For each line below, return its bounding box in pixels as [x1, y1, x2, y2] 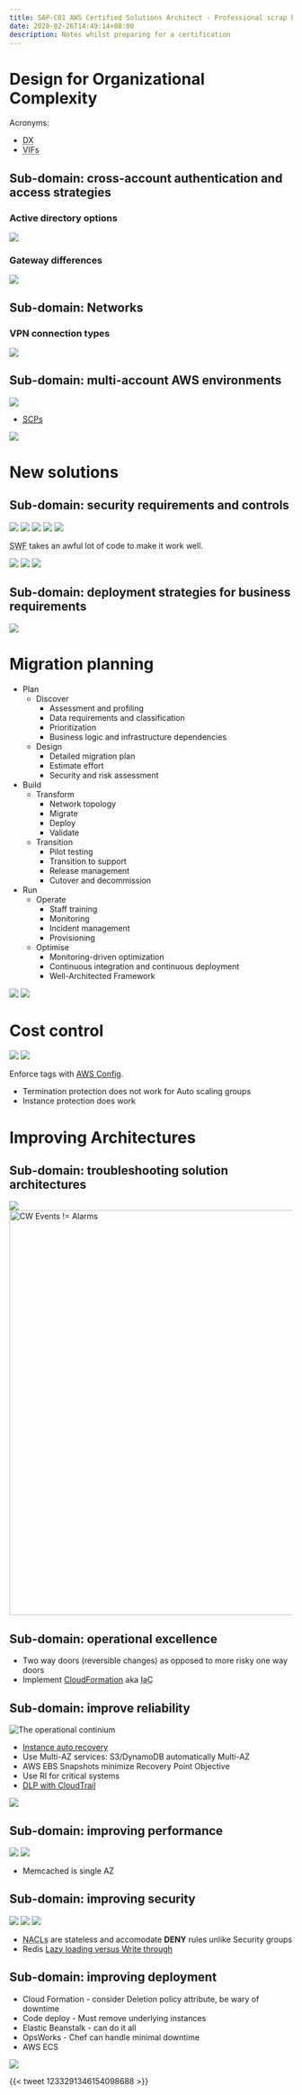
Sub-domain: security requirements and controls [9, 498, 289, 513]
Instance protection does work [22, 1095, 137, 1107]
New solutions [9, 462, 120, 482]
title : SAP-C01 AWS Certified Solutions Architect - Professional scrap [9, 13, 288, 22]
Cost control [9, 1021, 104, 1040]
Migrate [49, 807, 78, 819]
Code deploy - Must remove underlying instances [22, 2012, 207, 2023]
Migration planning [9, 653, 155, 674]
